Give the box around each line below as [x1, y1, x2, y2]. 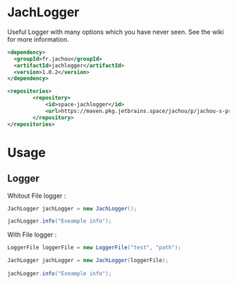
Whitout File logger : [7, 191, 66, 200]
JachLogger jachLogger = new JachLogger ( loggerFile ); [7, 257, 169, 264]
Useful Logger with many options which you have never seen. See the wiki [7, 28, 224, 36]
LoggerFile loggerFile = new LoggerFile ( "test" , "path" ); [7, 244, 181, 252]
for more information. [7, 35, 69, 43]
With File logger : [7, 230, 57, 239]
